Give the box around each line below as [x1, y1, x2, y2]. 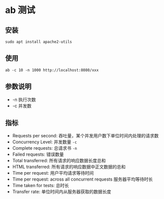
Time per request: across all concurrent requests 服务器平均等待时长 [12, 176, 153, 182]
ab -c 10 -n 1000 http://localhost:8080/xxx [5, 68, 99, 73]
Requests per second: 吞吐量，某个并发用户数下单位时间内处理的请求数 [12, 133, 159, 139]
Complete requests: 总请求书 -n [12, 145, 78, 151]
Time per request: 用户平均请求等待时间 [12, 170, 94, 176]
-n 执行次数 [12, 97, 36, 102]
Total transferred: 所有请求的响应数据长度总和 [12, 158, 106, 164]
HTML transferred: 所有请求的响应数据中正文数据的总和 [12, 164, 126, 170]
